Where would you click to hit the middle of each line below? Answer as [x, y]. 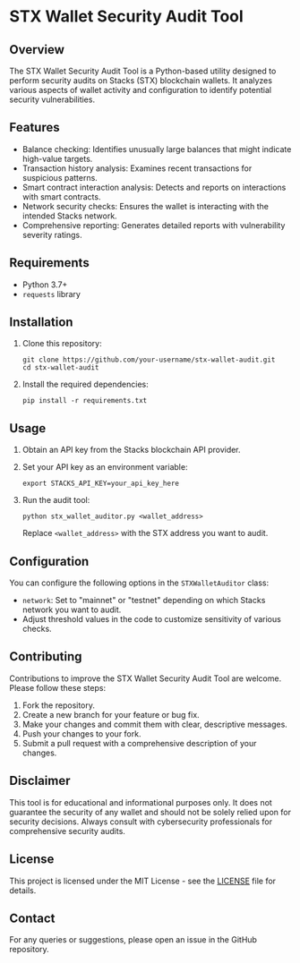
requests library [51, 294]
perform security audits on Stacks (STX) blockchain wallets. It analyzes [141, 81]
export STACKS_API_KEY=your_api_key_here [100, 484]
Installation [41, 323]
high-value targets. [57, 158]
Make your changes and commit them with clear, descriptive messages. [155, 724]
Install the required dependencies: [86, 384]
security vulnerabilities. [52, 99]
